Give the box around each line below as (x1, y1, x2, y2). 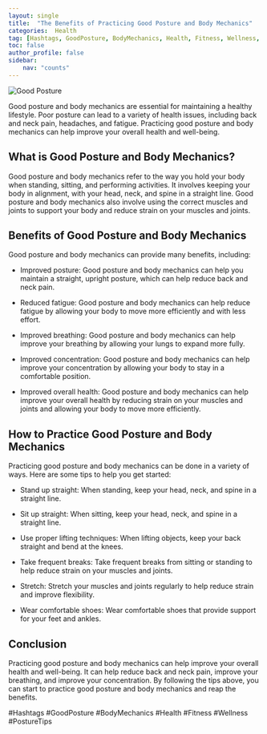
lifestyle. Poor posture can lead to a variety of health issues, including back (8, 110, 257, 119)
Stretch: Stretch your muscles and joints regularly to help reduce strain (19, 582, 254, 591)
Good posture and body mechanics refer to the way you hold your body (8, 171, 245, 181)
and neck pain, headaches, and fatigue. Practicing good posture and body (8, 118, 254, 128)
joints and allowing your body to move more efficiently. (19, 404, 202, 413)
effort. (19, 315, 41, 325)
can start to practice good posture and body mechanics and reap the (8, 684, 237, 693)
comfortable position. (19, 372, 91, 381)
